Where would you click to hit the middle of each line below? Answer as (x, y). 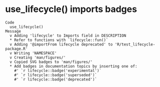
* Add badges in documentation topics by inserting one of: (73, 66)
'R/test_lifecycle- (135, 44)
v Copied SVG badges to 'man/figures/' (51, 62)
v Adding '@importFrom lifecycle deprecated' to (61, 44)
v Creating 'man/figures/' (38, 57)
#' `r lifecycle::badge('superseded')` (56, 75)
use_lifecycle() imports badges (71, 9)
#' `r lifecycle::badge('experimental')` (58, 70)
